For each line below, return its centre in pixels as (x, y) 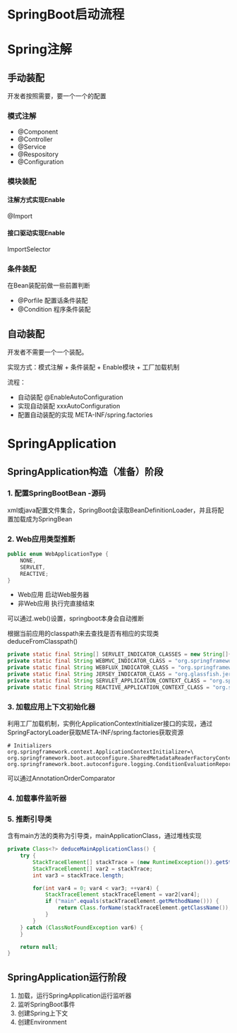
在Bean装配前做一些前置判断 (49, 285)
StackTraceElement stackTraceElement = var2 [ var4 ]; (122, 895)
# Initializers (30, 746)
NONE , (28, 560)
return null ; (39, 947)
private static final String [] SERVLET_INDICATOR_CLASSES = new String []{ (120, 654)
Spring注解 (40, 49)
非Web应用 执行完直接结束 (56, 603)
